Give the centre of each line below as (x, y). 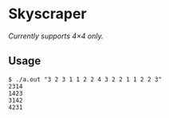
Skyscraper (47, 14)
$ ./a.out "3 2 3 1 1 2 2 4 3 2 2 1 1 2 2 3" (85, 79)
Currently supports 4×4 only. (56, 36)
